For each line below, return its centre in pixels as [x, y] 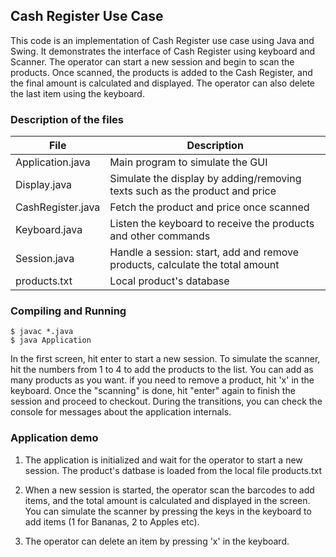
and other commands [160, 236]
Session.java [45, 259]
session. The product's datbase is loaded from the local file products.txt [173, 470]
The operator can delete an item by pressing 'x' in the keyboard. [157, 541]
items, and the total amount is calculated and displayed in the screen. [167, 500]
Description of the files [67, 119]
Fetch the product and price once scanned [209, 207]
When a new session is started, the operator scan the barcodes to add [169, 490]
